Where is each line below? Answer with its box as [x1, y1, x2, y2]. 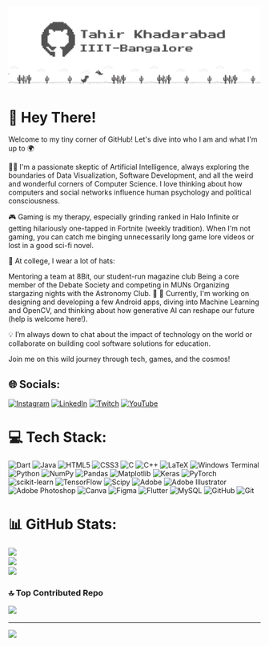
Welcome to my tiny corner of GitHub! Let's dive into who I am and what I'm [8, 134, 258, 144]
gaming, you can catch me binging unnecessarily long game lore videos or [8, 232, 255, 242]
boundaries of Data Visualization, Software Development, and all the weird [8, 171, 254, 180]
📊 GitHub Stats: [8, 516, 118, 534]
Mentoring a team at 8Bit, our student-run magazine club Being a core [8, 271, 240, 282]
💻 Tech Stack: [8, 428, 107, 447]
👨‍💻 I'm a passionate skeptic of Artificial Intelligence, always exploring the [8, 163, 250, 172]
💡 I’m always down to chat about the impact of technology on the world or [8, 330, 253, 339]
